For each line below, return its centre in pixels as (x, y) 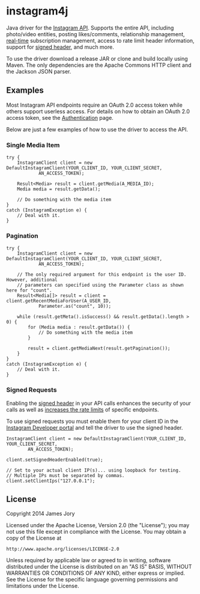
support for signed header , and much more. (60, 47)
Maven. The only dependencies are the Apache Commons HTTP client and (99, 65)
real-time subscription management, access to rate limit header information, (100, 40)
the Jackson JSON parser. (39, 71)
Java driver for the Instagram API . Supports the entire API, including (90, 28)
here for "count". (29, 290)
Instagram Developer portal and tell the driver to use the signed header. (95, 427)
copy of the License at (34, 538)
